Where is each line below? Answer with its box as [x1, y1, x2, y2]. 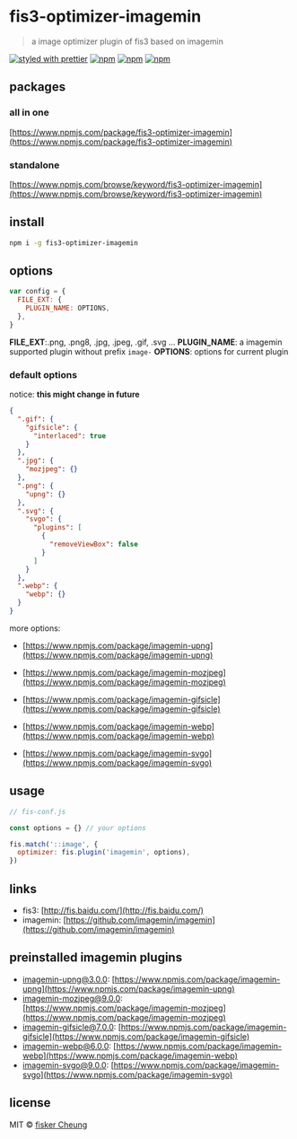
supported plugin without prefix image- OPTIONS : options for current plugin [9, 346, 289, 356]
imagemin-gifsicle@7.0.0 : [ [22, 1021, 122, 1032]
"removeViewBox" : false [48, 540, 139, 549]
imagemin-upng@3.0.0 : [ [22, 974, 115, 985]
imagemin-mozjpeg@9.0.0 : [22, 993, 123, 1003]
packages [9, 79, 66, 95]
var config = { [9, 287, 66, 296]
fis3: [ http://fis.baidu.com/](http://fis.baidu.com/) [22, 905, 205, 916]
